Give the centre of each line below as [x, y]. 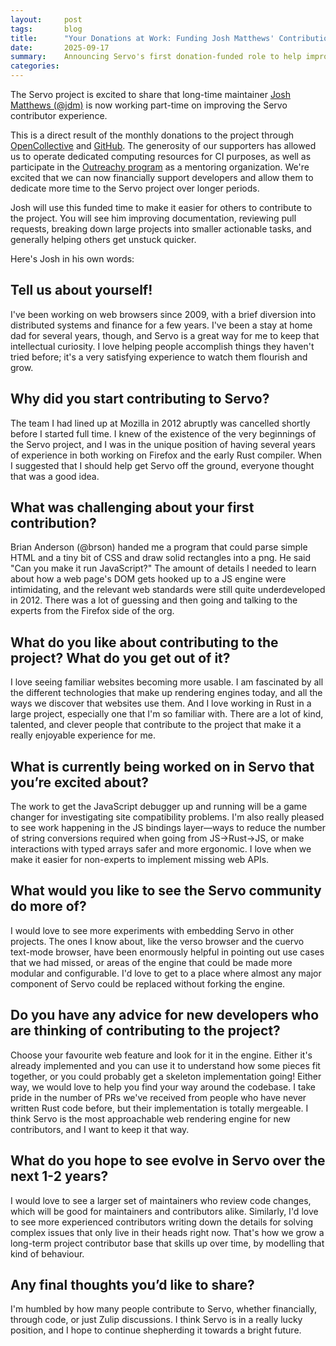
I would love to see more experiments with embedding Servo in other [152, 930]
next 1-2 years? [59, 1176]
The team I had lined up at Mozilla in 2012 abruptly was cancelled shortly [160, 423]
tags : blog [46, 29]
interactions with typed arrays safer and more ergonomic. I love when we [161, 849]
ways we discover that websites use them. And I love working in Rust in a [161, 703]
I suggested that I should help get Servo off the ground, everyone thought [162, 465]
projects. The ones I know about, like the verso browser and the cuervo [157, 941]
